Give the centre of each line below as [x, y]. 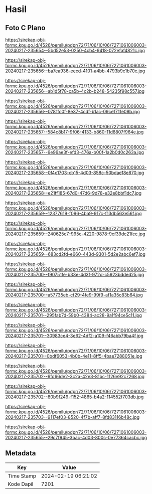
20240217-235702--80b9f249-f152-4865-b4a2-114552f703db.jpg [74, 397]
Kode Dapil [21, 484]
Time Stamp [22, 476]
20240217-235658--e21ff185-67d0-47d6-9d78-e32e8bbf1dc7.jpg [73, 193]
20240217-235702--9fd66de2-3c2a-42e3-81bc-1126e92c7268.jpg [75, 376]
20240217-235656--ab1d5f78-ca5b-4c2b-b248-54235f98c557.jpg [75, 91]
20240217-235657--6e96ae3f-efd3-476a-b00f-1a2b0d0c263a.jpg [75, 152]
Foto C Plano [25, 28]
